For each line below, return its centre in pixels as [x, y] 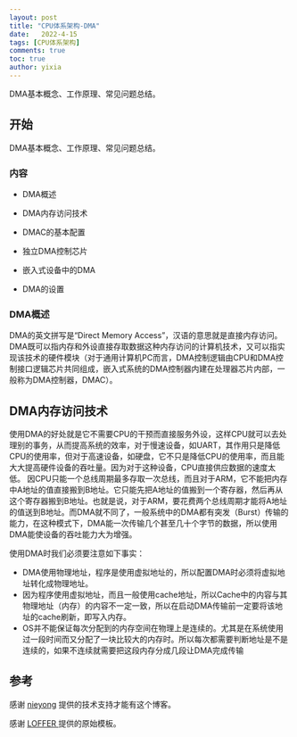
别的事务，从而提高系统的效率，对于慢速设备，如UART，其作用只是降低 [148, 445]
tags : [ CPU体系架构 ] [45, 42]
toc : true [28, 59]
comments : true [37, 51]
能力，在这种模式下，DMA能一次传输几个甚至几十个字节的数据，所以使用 [144, 524]
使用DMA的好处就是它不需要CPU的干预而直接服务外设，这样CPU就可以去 [144, 435]
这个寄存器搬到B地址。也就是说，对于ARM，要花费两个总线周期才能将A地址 [148, 501]
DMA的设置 [43, 289]
